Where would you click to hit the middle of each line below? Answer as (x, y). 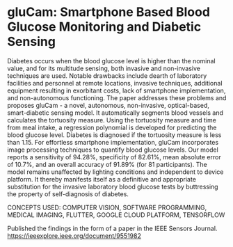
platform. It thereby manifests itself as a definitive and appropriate (102, 179)
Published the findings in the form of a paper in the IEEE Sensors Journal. (112, 228)
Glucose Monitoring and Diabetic (104, 27)
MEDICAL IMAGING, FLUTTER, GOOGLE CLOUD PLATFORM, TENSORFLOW (116, 215)
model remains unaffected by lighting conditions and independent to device (115, 172)
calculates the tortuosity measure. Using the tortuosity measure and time (112, 120)
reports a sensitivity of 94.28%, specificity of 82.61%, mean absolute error (114, 157)
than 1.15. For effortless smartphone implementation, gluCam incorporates (113, 142)
